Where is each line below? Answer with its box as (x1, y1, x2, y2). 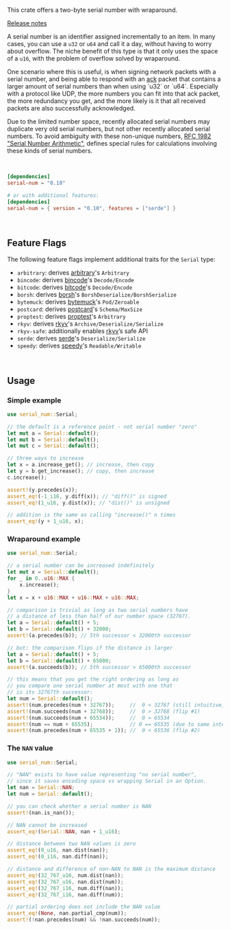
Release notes (7, 19, 47, 27)
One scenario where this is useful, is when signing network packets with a (7, 68, 216, 76)
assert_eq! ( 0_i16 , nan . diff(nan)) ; (7, 853, 109, 861)
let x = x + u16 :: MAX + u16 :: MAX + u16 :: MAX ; (7, 594, 140, 601)
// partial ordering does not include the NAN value (7, 903, 161, 911)
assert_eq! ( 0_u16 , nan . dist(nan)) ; (7, 847, 109, 854)
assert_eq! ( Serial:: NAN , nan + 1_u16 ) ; (7, 828, 121, 835)
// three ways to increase (7, 455, 84, 462)
